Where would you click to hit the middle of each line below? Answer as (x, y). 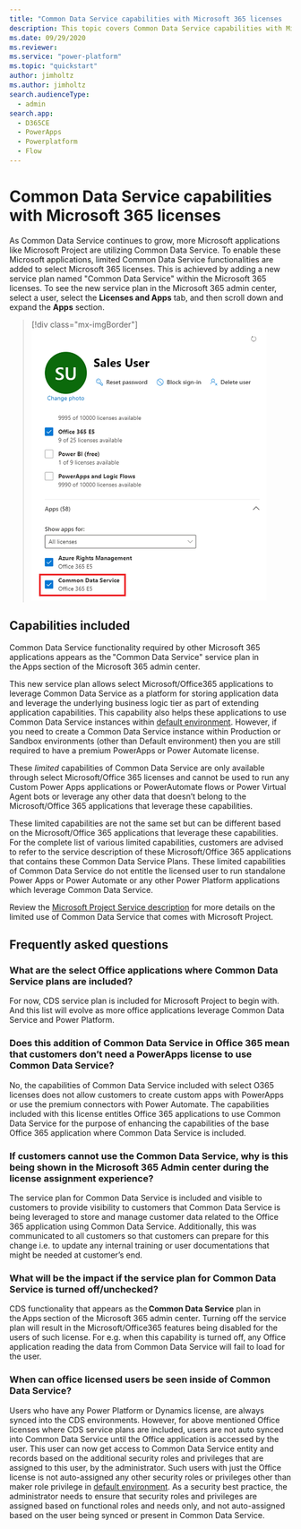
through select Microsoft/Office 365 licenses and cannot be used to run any (149, 777)
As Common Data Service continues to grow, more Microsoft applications (145, 240)
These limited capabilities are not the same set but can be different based (145, 823)
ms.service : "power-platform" (66, 57)
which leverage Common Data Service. (82, 889)
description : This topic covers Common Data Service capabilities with (146, 28)
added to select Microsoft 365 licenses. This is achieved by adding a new (145, 269)
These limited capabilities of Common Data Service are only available (137, 768)
